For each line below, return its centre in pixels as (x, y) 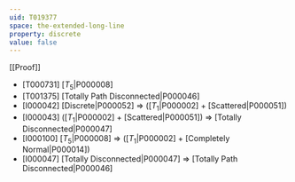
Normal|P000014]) (56, 150)
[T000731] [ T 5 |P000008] (67, 86)
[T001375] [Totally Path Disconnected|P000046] (111, 96)
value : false (33, 42)
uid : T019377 (33, 17)
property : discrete (45, 34)
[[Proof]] (25, 67)
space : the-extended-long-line (67, 26)
